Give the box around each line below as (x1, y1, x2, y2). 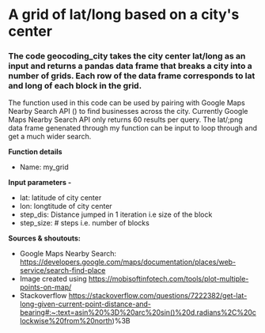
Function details (8, 147, 62, 157)
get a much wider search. (8, 132, 92, 142)
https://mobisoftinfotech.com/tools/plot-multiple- (88, 274, 249, 284)
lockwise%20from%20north (19, 316, 112, 326)
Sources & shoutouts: (8, 233, 81, 243)
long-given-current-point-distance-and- (19, 299, 152, 309)
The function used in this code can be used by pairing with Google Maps (8, 98, 245, 108)
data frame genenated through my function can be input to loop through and (8, 123, 257, 133)
